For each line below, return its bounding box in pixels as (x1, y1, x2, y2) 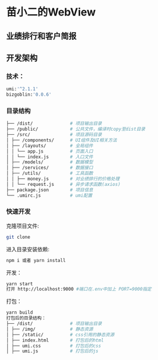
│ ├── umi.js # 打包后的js (6, 348, 99, 354)
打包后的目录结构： (6, 315, 46, 321)
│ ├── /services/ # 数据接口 (6, 165, 93, 171)
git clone (6, 234, 31, 240)
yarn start (6, 280, 33, 287)
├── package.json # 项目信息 (6, 187, 93, 193)
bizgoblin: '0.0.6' (6, 91, 52, 98)
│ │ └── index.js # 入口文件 (6, 154, 93, 160)
